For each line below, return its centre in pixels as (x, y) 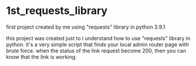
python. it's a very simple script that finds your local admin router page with (97, 44)
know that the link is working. (42, 57)
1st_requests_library (57, 11)
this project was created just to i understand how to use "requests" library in (98, 38)
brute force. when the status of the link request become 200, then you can (96, 50)
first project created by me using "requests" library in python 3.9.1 (86, 27)
